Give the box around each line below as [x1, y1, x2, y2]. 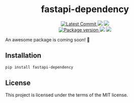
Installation [5, 51, 41, 60]
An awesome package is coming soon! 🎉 [5, 36, 90, 42]
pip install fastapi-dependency [5, 65, 73, 70]
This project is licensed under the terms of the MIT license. [5, 92, 128, 98]
